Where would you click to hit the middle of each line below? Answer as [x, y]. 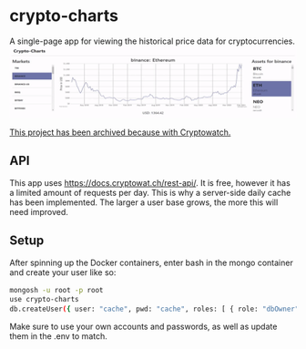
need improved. [39, 211]
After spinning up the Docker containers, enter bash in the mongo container [151, 262]
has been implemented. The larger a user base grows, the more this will [144, 202]
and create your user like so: [63, 272]
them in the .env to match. [58, 336]
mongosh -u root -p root [56, 290]
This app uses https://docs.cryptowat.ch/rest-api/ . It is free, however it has [150, 182]
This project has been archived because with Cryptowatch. [120, 132]
